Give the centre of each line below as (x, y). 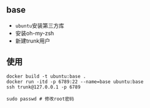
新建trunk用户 (32, 41)
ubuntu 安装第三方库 (39, 25)
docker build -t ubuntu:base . (46, 76)
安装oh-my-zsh (35, 33)
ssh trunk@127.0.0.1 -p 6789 (43, 87)
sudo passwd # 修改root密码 (40, 99)
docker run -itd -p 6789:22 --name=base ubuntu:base (75, 82)
